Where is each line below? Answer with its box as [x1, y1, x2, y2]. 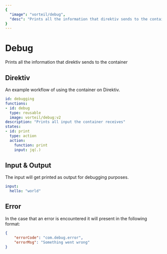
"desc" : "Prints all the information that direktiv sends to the [9, 16, 148, 21]
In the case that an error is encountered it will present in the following [5, 215, 148, 222]
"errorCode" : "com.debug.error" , [14, 235, 83, 240]
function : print [14, 142, 48, 147]
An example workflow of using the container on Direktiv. [5, 87, 120, 93]
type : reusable [9, 110, 41, 115]
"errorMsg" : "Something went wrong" [14, 240, 90, 245]
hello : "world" [9, 189, 41, 194]
